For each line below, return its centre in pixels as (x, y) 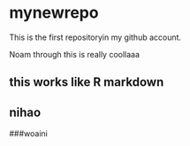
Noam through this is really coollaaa (74, 54)
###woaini (29, 134)
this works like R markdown (87, 82)
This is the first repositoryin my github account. (95, 37)
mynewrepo (54, 13)
